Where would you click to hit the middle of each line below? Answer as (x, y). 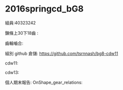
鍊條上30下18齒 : (22, 33)
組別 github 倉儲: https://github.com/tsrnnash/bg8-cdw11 (61, 53)
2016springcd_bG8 (44, 9)
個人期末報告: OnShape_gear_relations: (44, 82)
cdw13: (12, 72)
